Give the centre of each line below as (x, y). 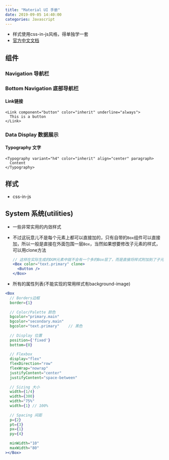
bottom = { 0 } (21, 345)
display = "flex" (26, 359)
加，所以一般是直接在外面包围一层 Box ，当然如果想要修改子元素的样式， (87, 244)
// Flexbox (21, 354)
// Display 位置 (26, 336)
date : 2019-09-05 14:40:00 (33, 15)
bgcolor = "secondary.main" (37, 321)
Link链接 (14, 101)
